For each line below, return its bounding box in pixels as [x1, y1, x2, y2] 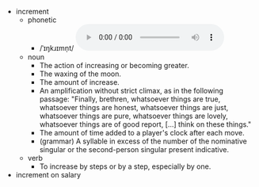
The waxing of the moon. [39, 69, 121, 78]
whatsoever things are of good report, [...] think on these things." [39, 120, 252, 129]
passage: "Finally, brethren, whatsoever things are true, [39, 94, 221, 104]
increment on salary [15, 170, 82, 179]
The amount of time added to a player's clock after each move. [39, 128, 245, 137]
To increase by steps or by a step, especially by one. [39, 162, 211, 171]
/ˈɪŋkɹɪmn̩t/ [39, 44, 74, 52]
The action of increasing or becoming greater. [39, 61, 190, 70]
